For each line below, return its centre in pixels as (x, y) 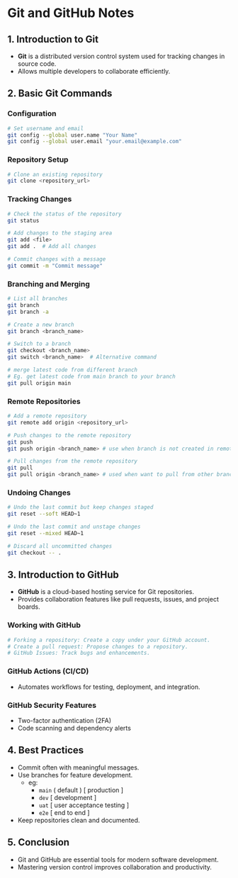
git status (23, 220)
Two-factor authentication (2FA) (64, 720)
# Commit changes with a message (57, 259)
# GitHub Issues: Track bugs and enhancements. (79, 653)
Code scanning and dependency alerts (74, 728)
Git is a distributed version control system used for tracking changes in (121, 56)
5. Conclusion (38, 842)
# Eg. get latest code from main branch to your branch (91, 376)
